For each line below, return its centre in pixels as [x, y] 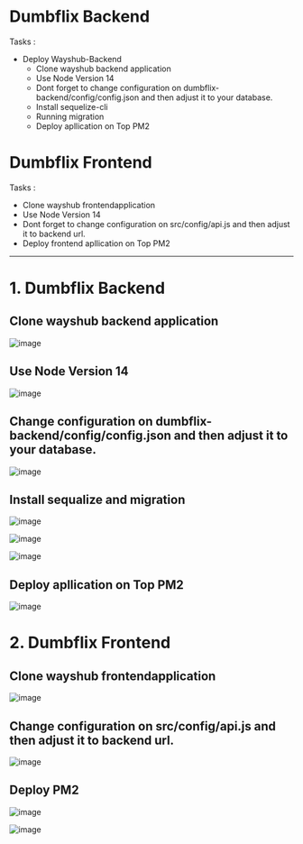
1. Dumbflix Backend [87, 288]
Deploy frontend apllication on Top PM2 [96, 243]
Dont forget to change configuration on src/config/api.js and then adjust [156, 224]
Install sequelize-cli [72, 106]
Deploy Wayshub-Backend [72, 59]
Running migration [70, 116]
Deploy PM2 [44, 790]
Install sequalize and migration [97, 499]
